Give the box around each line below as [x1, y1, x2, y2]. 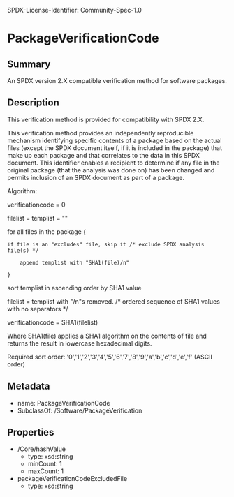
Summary [7, 58, 51, 70]
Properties [7, 426, 54, 438]
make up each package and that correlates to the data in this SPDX [7, 151, 200, 159]
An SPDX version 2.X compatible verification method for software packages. [7, 77, 227, 84]
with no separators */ [7, 304, 68, 313]
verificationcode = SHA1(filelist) [7, 318, 98, 327]
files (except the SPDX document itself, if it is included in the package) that [7, 143, 222, 152]
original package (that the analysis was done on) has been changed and [7, 165, 215, 174]
